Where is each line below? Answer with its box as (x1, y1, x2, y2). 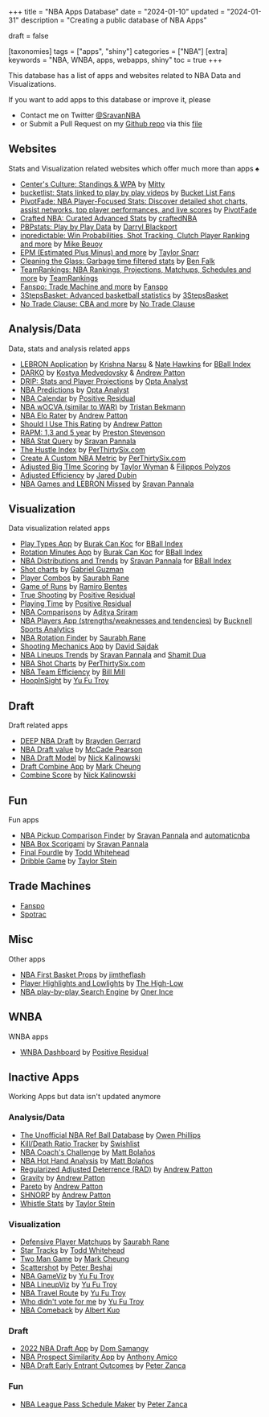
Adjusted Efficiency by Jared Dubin (19, 470, 137, 480)
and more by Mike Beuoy (19, 239, 103, 249)
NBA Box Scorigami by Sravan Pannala (19, 839, 149, 849)
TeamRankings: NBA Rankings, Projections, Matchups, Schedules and (19, 265, 251, 274)
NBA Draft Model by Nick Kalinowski (19, 753, 141, 763)
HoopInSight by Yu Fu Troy (19, 676, 109, 686)
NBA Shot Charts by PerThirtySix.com (19, 659, 146, 669)
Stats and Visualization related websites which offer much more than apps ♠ (8, 163, 259, 173)
